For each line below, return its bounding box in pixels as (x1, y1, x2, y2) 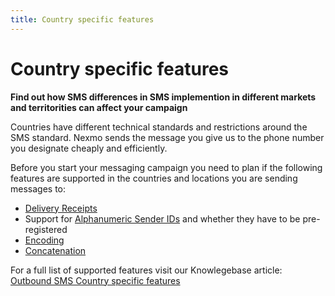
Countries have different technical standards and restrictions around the (10, 121, 308, 133)
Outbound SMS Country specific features (10, 274, 181, 286)
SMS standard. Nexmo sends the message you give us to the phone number (10, 131, 325, 143)
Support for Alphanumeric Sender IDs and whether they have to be (24, 212, 301, 225)
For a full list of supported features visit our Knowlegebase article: (10, 264, 283, 276)
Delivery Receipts (24, 202, 98, 214)
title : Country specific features (10, 14, 155, 25)
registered (24, 223, 68, 235)
